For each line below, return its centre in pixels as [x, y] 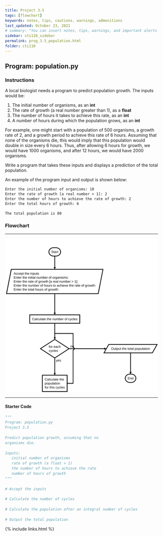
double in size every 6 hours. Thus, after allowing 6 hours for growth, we [78, 146]
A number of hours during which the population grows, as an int [76, 121]
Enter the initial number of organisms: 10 [50, 189]
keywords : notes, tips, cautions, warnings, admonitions [64, 20]
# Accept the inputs [26, 489]
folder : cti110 [20, 46]
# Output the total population [37, 520]
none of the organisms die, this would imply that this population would [75, 140]
